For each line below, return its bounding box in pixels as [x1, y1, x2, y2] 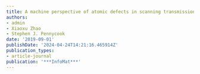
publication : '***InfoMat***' [6, 58, 82, 64]
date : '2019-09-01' [6, 36, 55, 42]
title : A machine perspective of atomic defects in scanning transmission [6, 8, 196, 15]
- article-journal [6, 53, 52, 59]
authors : [6, 14, 28, 20]
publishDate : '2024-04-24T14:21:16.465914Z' [6, 42, 118, 48]
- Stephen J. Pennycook [6, 31, 65, 37]
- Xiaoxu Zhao [6, 25, 42, 32]
